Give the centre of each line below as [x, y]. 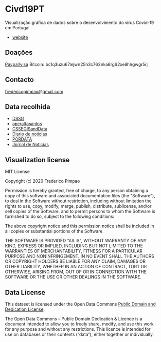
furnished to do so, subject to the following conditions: [60, 216]
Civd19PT [25, 9]
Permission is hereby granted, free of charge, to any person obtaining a [77, 191]
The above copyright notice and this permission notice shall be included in [80, 226]
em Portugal [17, 27]
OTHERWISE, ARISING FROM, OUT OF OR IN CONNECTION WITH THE [76, 272]
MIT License [18, 171]
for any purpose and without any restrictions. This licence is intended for [78, 329]
